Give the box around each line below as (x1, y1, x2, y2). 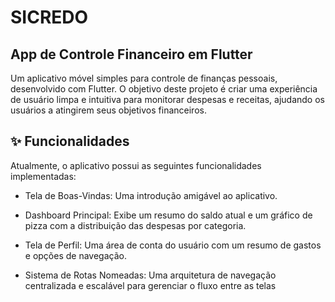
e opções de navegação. (24, 249, 127, 261)
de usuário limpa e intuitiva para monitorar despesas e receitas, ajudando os (10, 94, 325, 105)
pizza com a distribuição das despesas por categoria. (24, 219, 247, 231)
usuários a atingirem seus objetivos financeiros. (10, 104, 207, 116)
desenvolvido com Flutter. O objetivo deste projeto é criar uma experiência (10, 83, 318, 95)
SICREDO (10, 6, 89, 29)
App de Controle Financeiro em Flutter (10, 46, 253, 63)
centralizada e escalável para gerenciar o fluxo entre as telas (24, 279, 277, 291)
